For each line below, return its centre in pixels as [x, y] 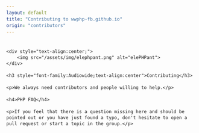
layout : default [27, 13]
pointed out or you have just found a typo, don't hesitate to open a [97, 118]
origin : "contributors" [36, 25]
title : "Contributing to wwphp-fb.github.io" [64, 19]
